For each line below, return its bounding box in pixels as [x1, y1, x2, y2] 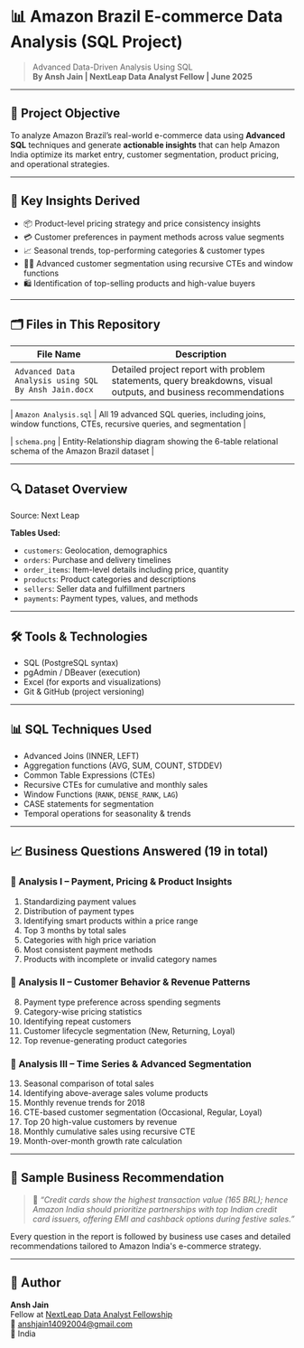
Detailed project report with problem [111, 363, 265, 376]
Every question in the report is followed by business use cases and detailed [10, 1231, 291, 1241]
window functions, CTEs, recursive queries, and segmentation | [10, 418, 246, 429]
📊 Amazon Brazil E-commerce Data [10, 6, 283, 27]
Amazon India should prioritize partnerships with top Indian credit [32, 1203, 278, 1214]
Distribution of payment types [23, 905, 134, 916]
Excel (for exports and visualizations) [23, 677, 161, 687]
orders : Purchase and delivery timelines [23, 555, 171, 566]
